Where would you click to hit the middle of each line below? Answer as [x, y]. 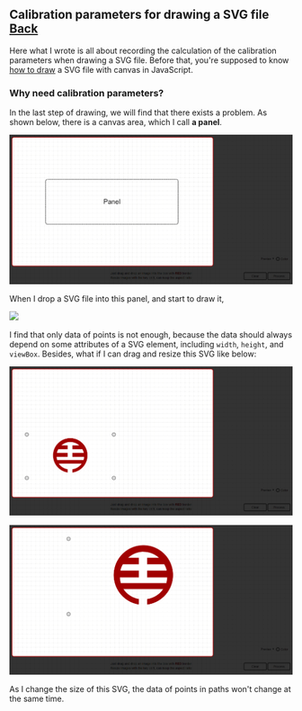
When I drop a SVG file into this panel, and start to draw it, [117, 298]
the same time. [37, 698]
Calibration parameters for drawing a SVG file [139, 15]
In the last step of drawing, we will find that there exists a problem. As [138, 112]
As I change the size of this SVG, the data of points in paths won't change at [151, 688]
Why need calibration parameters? [87, 93]
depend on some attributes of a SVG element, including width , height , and [147, 344]
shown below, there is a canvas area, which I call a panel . [116, 122]
